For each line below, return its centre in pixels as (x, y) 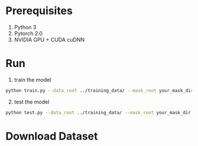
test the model (32, 102)
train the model (33, 79)
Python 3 (25, 27)
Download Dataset (52, 136)
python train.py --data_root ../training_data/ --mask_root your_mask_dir (100, 90)
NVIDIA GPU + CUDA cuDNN (49, 39)
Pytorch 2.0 (28, 33)
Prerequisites (39, 11)
